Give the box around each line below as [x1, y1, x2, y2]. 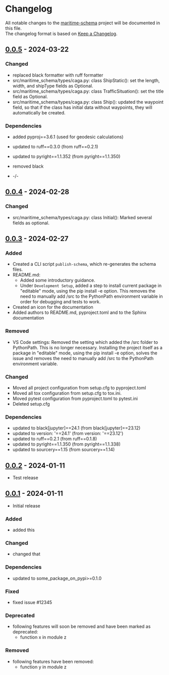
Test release [12, 474, 39, 481]
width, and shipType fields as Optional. [12, 83, 93, 89]
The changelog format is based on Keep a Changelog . [5, 30, 118, 36]
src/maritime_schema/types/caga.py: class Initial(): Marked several [12, 214, 152, 220]
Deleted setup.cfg [12, 401, 50, 407]
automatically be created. [12, 109, 66, 115]
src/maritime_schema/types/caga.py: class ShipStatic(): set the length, [12, 77, 160, 84]
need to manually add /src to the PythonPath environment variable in [20, 293, 163, 299]
